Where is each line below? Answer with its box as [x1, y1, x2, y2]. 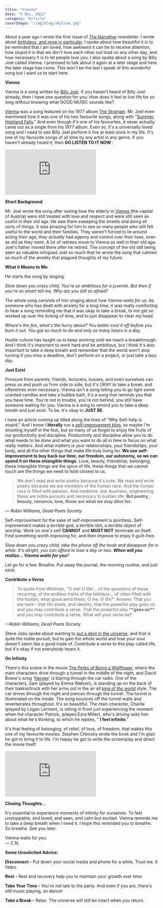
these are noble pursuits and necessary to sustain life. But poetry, [16, 494, 149, 499]
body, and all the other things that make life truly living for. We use [5, 448, 138, 454]
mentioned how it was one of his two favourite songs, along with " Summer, [5, 114, 155, 120]
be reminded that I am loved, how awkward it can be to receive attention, [5, 44, 151, 50]
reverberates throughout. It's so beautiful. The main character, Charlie [5, 701, 145, 707]
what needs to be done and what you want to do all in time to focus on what [5, 438, 157, 444]
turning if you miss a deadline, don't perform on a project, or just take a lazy [5, 353, 157, 359]
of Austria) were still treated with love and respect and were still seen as [5, 213, 149, 219]
